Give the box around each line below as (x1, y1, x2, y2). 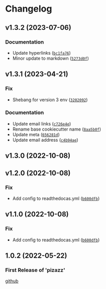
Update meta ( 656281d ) (12, 131, 60, 137)
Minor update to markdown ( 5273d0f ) (12, 55, 89, 61)
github (5, 278, 19, 284)
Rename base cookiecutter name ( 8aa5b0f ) (12, 126, 101, 132)
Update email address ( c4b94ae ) (12, 137, 79, 143)
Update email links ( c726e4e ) (12, 120, 71, 127)
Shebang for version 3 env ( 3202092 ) (12, 97, 88, 103)
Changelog (5, 3, 52, 15)
